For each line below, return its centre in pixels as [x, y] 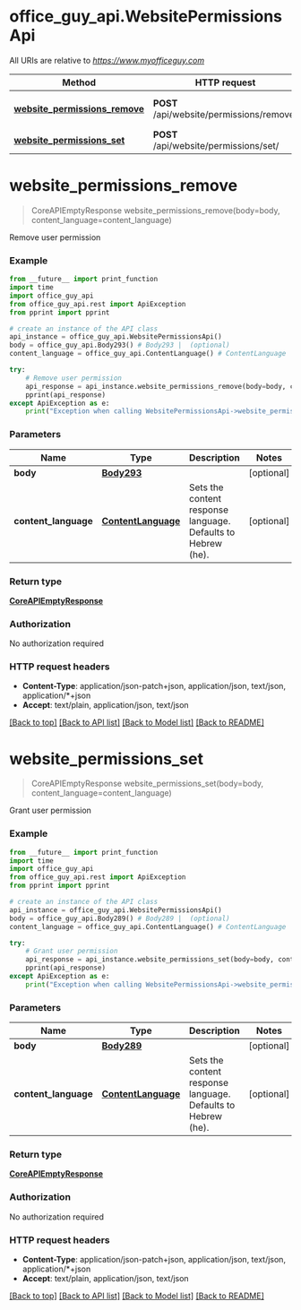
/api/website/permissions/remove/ [225, 114]
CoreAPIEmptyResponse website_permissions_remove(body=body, [155, 210]
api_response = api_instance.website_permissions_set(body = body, [150, 960]
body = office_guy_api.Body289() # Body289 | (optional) [120, 918]
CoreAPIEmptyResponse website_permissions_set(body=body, [147, 784]
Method [79, 82]
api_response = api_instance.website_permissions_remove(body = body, [156, 386]
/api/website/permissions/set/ [216, 145]
